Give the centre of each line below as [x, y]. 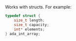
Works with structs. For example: [38, 7]
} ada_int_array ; [23, 34]
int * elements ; [29, 29]
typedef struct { [23, 16]
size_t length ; [29, 20]
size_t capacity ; [32, 25]
